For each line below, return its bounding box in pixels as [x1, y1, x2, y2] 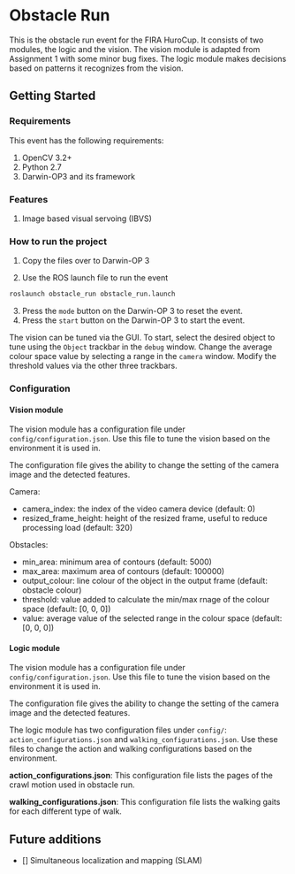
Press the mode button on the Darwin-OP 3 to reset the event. [21, 306, 243, 317]
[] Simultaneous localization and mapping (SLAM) [21, 855, 203, 866]
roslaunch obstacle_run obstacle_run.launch [9, 289, 176, 299]
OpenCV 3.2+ [21, 152, 72, 163]
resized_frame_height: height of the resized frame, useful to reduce [21, 513, 268, 524]
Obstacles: [9, 540, 49, 550]
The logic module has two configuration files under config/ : [9, 724, 227, 735]
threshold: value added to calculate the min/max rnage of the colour [21, 594, 270, 605]
